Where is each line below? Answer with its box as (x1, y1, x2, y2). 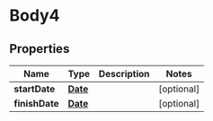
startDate (13, 82, 56, 95)
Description (98, 68, 150, 80)
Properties (9, 41, 70, 56)
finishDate (13, 98, 60, 109)
